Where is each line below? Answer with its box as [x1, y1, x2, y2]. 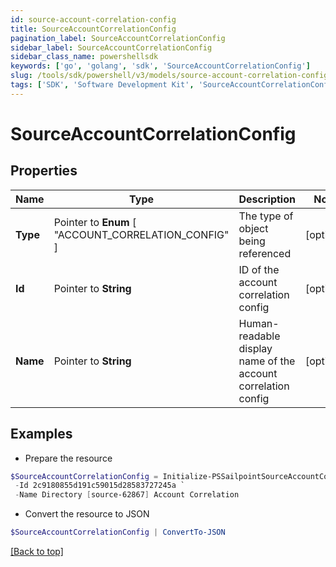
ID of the [238, 262, 280, 276]
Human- [238, 316, 280, 330]
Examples [10, 426, 73, 443]
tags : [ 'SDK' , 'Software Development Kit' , [10, 80, 195, 90]
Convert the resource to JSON [24, 508, 150, 520]
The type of [238, 209, 294, 223]
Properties [10, 162, 78, 180]
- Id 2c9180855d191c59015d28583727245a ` [14, 481, 186, 491]
